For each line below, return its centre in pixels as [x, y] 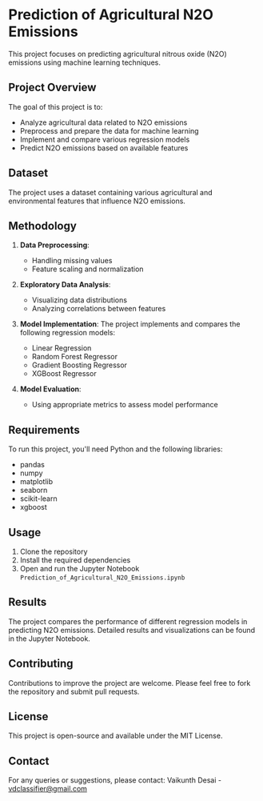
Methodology [43, 226]
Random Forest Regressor [75, 357]
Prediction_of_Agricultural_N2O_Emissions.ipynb [102, 578]
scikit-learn [38, 499]
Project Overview [52, 88]
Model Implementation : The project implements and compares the [130, 324]
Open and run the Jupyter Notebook [80, 569]
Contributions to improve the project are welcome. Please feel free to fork [130, 683]
